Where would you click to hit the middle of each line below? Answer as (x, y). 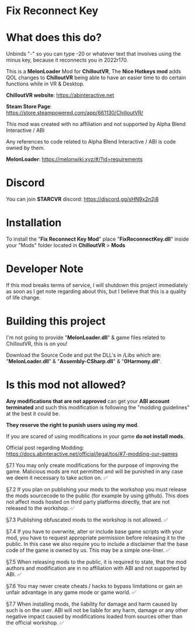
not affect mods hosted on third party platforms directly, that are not (88, 501)
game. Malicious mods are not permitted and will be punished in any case (95, 471)
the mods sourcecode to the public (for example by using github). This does (97, 496)
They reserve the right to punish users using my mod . (72, 425)
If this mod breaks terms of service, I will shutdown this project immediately (97, 285)
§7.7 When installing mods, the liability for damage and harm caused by (92, 604)
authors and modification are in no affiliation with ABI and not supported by (96, 568)
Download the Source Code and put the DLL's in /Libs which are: (84, 355)
